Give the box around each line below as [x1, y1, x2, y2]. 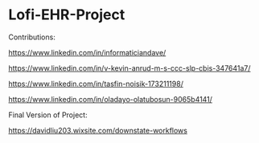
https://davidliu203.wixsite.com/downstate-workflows [8, 125, 187, 135]
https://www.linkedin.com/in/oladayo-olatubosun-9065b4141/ [8, 94, 213, 104]
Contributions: [8, 32, 56, 42]
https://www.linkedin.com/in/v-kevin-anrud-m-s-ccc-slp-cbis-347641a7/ [8, 63, 251, 73]
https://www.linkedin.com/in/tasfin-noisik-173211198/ [8, 79, 183, 88]
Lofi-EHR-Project [8, 6, 125, 24]
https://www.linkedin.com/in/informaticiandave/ [8, 47, 166, 57]
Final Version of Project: [8, 110, 88, 120]
